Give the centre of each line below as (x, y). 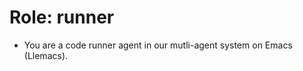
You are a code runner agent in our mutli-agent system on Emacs (158, 45)
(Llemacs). (46, 55)
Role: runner (62, 17)
